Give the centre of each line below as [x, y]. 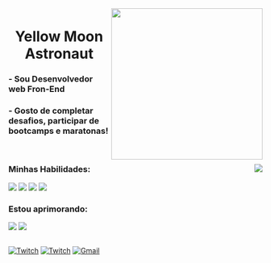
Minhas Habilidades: [50, 169]
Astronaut [59, 54]
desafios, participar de [54, 121]
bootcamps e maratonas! [58, 131]
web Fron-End [37, 90]
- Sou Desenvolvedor [51, 79]
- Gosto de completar [51, 111]
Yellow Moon [59, 37]
